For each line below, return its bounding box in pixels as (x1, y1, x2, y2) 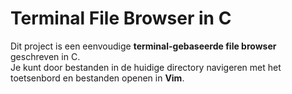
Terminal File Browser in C (10, 7, 232, 30)
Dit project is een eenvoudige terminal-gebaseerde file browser (10, 40, 277, 52)
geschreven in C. (10, 50, 81, 62)
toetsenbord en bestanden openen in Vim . (10, 72, 185, 84)
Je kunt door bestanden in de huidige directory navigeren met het (10, 61, 282, 73)
